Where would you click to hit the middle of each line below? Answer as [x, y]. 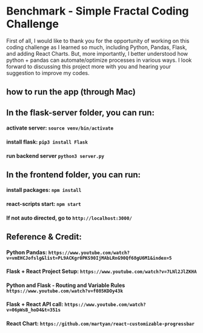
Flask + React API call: [35, 305]
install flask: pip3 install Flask [47, 142]
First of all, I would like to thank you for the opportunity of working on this [98, 41]
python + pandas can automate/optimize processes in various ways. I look [99, 60]
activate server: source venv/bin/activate [60, 128]
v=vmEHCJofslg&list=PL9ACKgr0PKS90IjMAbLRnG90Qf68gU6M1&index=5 [89, 258]
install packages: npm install [44, 190]
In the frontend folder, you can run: [74, 175]
